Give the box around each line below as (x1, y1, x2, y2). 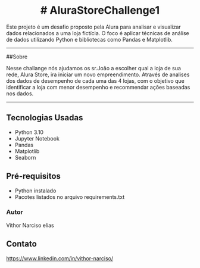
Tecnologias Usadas (6, 113, 83, 123)
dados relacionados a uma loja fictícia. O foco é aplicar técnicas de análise (6, 29, 189, 36)
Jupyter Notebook (14, 135, 60, 142)
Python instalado (14, 187, 57, 194)
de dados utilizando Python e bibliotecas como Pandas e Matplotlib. (6, 36, 173, 43)
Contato (6, 239, 37, 249)
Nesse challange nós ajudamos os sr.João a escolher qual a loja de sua (6, 64, 182, 71)
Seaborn (14, 154, 36, 161)
